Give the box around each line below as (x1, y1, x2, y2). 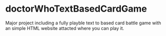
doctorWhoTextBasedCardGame (5, 3, 147, 15)
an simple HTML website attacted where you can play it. (5, 25, 124, 31)
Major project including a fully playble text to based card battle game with (5, 20, 161, 26)
